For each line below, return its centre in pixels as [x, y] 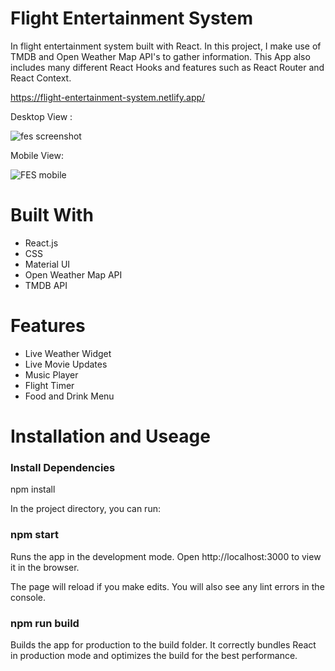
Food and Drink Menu [69, 396]
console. [28, 597]
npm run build [45, 623]
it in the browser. [45, 567]
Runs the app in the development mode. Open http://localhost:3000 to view [166, 556]
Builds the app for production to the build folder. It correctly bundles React [163, 644]
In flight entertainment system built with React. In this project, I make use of [166, 46]
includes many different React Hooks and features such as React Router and [167, 67]
